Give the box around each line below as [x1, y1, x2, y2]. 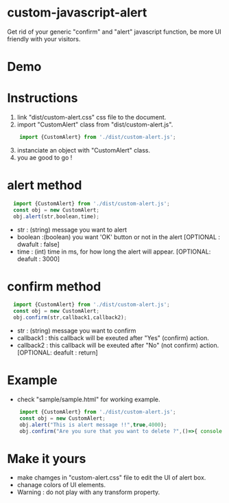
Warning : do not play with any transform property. [16, 488, 160, 496]
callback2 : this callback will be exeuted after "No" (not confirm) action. [16, 342, 219, 350]
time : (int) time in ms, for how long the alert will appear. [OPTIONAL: [16, 247, 211, 256]
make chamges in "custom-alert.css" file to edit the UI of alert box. [16, 473, 206, 482]
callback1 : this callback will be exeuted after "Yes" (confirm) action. [16, 334, 209, 342]
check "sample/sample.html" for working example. [16, 395, 160, 403]
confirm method [7, 278, 101, 294]
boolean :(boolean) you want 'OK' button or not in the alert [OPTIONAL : [16, 232, 221, 241]
